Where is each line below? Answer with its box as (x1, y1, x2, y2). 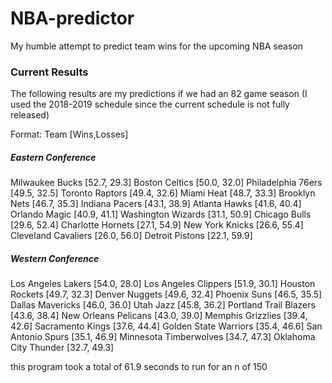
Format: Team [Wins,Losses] (10, 128, 129, 141)
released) (10, 109, 50, 121)
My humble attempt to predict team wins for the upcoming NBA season (10, 40, 304, 52)
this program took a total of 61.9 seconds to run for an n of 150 (10, 361, 268, 373)
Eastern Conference (10, 151, 97, 163)
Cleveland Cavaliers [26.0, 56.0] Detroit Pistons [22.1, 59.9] (10, 230, 253, 242)
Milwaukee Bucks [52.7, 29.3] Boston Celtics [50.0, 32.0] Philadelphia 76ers (10, 177, 323, 189)
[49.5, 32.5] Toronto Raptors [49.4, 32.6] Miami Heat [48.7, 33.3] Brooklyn (10, 187, 316, 199)
